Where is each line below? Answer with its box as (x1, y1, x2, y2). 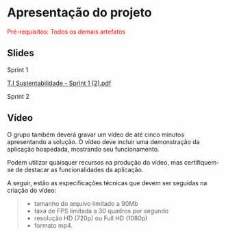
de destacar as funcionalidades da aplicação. (15, 165, 144, 174)
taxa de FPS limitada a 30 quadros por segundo (34, 206, 169, 215)
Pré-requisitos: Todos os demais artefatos (7, 27, 125, 36)
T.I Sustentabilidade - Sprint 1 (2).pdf (7, 79, 112, 87)
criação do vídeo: (7, 186, 57, 194)
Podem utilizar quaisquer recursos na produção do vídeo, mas (7, 158, 183, 166)
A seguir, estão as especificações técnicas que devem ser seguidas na (7, 178, 208, 187)
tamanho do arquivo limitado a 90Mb (34, 199, 138, 207)
